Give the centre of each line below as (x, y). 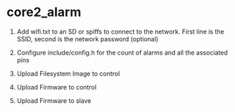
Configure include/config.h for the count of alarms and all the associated (122, 52)
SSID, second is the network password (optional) (88, 38)
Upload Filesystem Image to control (68, 73)
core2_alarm (44, 12)
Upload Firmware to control (56, 87)
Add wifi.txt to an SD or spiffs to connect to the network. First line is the (120, 31)
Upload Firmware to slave (54, 100)
